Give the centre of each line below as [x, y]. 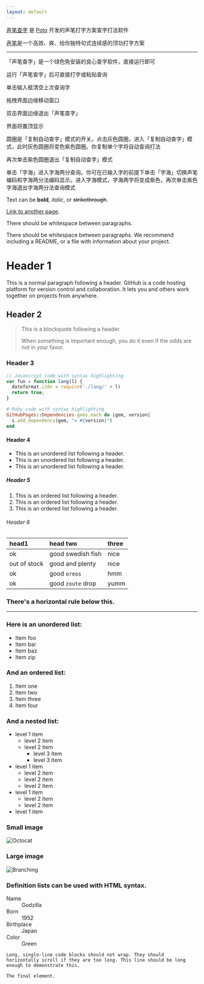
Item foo [25, 637]
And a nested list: [33, 721]
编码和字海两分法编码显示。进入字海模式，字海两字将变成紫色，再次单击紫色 [102, 180]
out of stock [26, 563]
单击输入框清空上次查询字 [38, 87]
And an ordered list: [36, 673]
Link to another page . [33, 211]
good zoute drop [73, 583]
